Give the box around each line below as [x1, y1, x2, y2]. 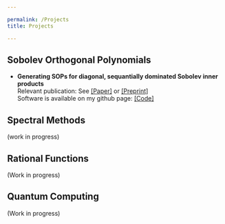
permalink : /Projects [7, 16, 69, 23]
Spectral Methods [7, 114, 86, 126]
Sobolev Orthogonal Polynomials [7, 54, 151, 65]
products [17, 80, 45, 88]
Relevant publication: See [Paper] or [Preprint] [17, 87, 149, 95]
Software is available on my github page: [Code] [17, 94, 154, 103]
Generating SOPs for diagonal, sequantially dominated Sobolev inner [17, 72, 218, 81]
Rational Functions [7, 152, 89, 164]
